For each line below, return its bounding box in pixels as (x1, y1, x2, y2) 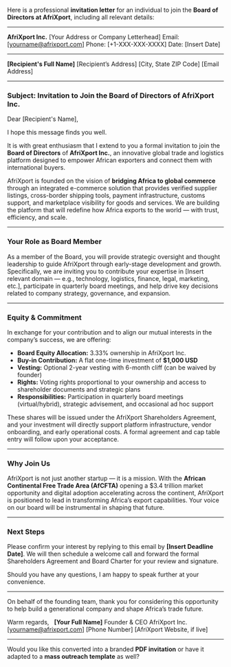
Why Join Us (7, 458, 50, 468)
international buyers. (7, 163, 66, 172)
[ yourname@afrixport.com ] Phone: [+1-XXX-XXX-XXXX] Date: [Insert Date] (7, 41, 221, 48)
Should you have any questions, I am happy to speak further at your (7, 570, 199, 579)
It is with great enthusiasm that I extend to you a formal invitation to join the (7, 142, 220, 150)
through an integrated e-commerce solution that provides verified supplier (7, 184, 218, 192)
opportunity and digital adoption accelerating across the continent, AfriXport (7, 489, 224, 497)
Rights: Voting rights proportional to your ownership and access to (16, 378, 206, 386)
